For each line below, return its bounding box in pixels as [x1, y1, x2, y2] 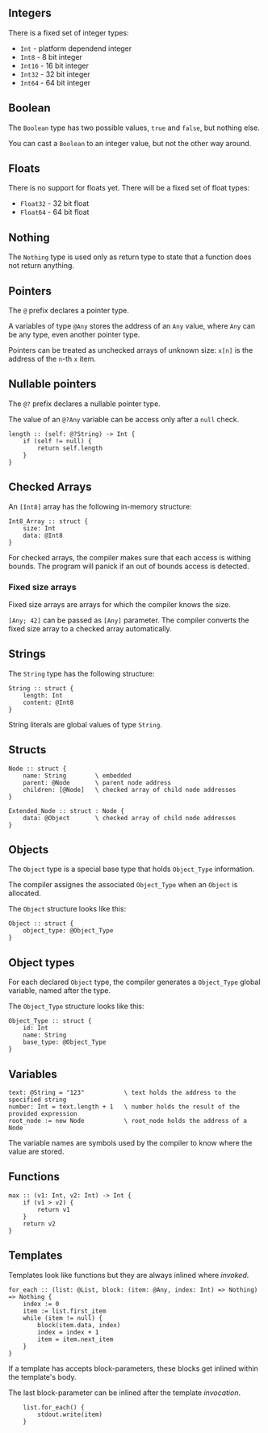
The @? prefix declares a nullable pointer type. [8, 399, 161, 409]
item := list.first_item [23, 1307, 107, 1315]
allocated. [8, 888, 42, 899]
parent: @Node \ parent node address [23, 778, 172, 786]
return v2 [23, 1219, 57, 1228]
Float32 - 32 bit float [19, 199, 90, 208]
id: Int [23, 1024, 48, 1033]
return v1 [37, 1205, 70, 1213]
